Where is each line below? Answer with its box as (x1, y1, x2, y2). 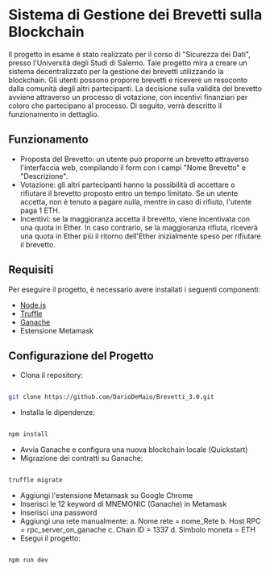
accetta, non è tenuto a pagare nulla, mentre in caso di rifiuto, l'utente (19, 197, 252, 206)
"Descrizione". (19, 171, 69, 180)
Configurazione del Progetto (8, 349, 155, 363)
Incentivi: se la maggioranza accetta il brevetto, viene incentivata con (19, 213, 251, 223)
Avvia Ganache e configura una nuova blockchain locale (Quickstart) (19, 445, 248, 454)
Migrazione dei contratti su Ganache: (19, 454, 143, 463)
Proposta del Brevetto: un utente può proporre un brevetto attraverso (19, 154, 250, 164)
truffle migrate (8, 476, 63, 484)
